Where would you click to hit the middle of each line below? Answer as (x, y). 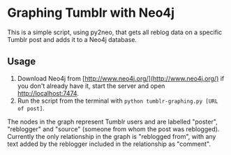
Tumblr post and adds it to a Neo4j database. (72, 39)
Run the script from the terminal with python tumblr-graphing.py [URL (118, 101)
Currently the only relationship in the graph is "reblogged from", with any (112, 136)
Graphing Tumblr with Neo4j (91, 13)
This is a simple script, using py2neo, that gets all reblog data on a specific (115, 32)
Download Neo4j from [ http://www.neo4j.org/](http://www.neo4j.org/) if (121, 78)
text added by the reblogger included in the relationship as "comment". (109, 144)
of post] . (31, 108)
